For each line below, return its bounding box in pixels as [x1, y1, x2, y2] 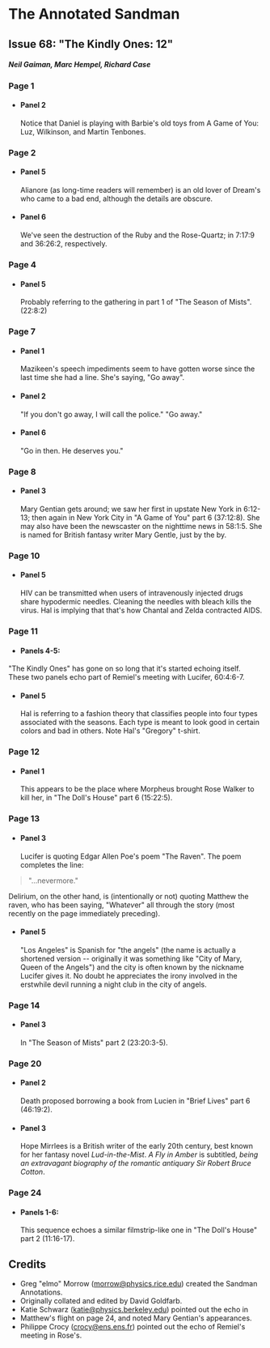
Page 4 [8, 259, 36, 270]
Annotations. [19, 1287, 63, 1297]
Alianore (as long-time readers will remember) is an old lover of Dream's [19, 185, 261, 194]
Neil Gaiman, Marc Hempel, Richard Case [8, 60, 151, 70]
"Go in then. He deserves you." [19, 446, 124, 455]
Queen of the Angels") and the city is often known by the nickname [19, 962, 244, 972]
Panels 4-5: [19, 646, 61, 655]
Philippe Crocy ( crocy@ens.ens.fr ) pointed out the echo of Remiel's [19, 1322, 246, 1332]
